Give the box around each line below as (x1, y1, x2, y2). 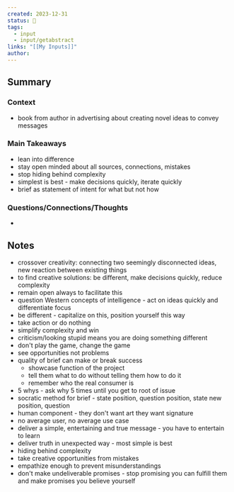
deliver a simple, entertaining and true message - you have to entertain (17, 423, 225, 432)
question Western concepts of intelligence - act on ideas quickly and (17, 296, 218, 304)
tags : (7, 23, 23, 30)
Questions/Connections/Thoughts (7, 203, 129, 213)
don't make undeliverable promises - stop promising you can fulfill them (17, 469, 228, 477)
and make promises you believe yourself (17, 476, 136, 485)
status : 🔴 (7, 17, 37, 24)
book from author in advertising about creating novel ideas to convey (17, 113, 219, 122)
